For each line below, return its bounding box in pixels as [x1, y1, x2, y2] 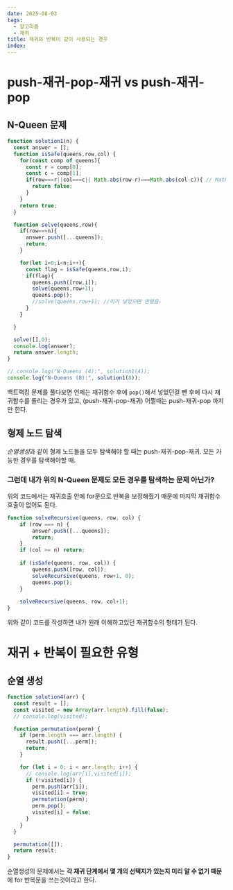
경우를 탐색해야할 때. [19, 456, 76, 464]
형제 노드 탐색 [7, 427, 62, 439]
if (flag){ [25, 272, 54, 280]
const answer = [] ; [13, 144, 70, 151]
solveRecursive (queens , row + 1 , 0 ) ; [32, 572, 135, 579]
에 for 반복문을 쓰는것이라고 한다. [7, 875, 97, 884]
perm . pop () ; [32, 803, 67, 810]
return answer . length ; [13, 349, 79, 356]
